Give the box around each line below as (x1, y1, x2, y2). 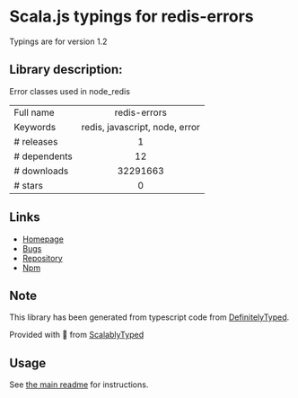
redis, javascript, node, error (81, 120, 200, 133)
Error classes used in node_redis (9, 85, 130, 96)
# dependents (13, 150, 74, 163)
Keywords (13, 120, 57, 133)
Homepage (22, 234, 65, 244)
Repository (22, 252, 63, 263)
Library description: (9, 62, 123, 77)
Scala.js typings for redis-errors (9, 6, 254, 27)
